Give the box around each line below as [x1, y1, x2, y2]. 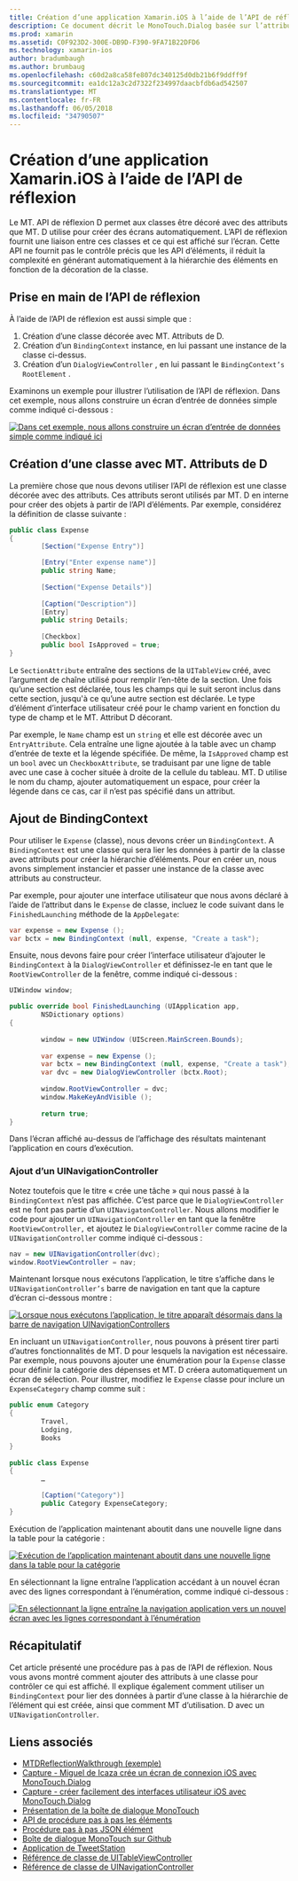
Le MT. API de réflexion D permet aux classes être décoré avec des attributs [9, 217, 288, 228]
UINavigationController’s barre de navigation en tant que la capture [9, 1283, 261, 1294]
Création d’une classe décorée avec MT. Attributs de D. [21, 330, 224, 341]
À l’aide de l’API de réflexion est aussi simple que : [9, 313, 192, 324]
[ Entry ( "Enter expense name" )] [41, 558, 157, 568]
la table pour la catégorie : [9, 1532, 105, 1543]
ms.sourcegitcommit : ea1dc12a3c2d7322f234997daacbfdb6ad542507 [9, 79, 248, 88]
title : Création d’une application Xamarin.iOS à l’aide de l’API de [9, 12, 272, 22]
